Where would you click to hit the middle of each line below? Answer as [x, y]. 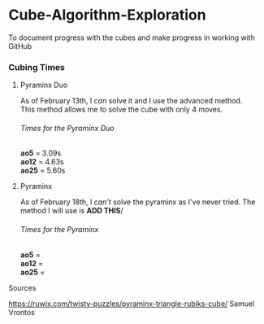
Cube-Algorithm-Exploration [107, 15]
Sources [22, 287]
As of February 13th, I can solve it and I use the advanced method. [131, 101]
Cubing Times [37, 67]
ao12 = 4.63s [42, 162]
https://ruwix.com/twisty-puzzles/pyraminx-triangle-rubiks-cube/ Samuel [132, 304]
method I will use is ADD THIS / [71, 211]
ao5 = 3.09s [41, 153]
